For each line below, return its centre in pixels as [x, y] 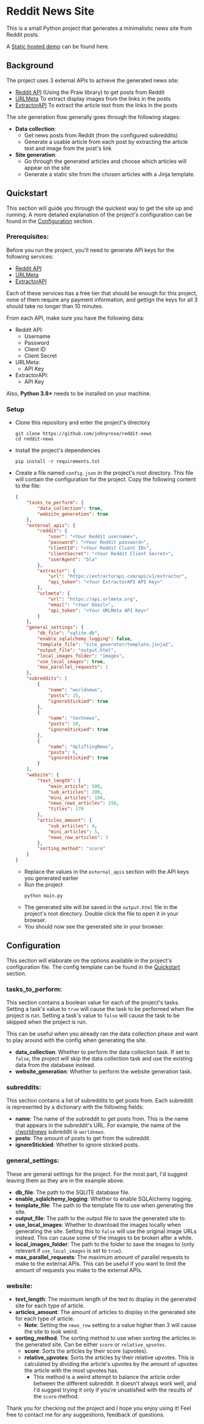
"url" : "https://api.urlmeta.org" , [93, 599]
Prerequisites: [28, 237]
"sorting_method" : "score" [72, 849]
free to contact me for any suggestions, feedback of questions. [86, 1415]
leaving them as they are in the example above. [65, 1180]
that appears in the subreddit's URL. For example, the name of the [98, 1125]
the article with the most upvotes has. [71, 1370]
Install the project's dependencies [58, 450]
